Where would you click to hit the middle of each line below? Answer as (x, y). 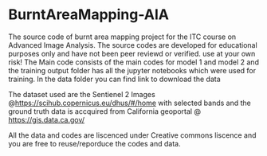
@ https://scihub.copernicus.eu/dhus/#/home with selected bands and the (130, 103)
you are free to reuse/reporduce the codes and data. (94, 143)
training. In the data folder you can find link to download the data (114, 79)
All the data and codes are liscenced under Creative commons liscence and (132, 135)
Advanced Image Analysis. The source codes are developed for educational (133, 45)
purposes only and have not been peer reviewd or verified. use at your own (132, 53)
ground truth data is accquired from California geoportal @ (105, 111)
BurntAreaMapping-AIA (89, 15)
